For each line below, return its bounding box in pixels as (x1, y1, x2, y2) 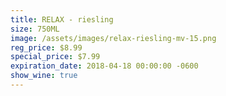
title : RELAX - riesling (10, 14, 114, 25)
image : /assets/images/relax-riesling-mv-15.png (10, 33, 217, 43)
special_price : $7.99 (10, 52, 101, 62)
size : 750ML (10, 24, 60, 34)
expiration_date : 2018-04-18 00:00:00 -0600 (10, 61, 199, 71)
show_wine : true (10, 71, 78, 81)
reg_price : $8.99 (10, 42, 83, 53)
